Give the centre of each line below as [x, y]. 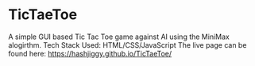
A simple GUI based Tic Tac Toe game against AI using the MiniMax [119, 37]
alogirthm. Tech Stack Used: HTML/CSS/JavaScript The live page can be [127, 45]
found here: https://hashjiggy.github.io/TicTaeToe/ [90, 53]
